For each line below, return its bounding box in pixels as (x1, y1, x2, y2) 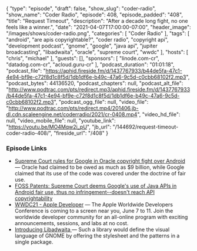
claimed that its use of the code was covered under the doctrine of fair (14, 170, 186, 177)
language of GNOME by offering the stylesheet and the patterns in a (14, 232, 180, 239)
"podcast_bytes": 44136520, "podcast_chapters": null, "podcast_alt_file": (6, 80, 183, 87)
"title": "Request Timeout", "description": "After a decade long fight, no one (6, 18, 188, 24)
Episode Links (6, 144, 47, 152)
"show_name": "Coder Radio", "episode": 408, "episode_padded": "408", (6, 11, 183, 18)
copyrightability (14, 195, 53, 202)
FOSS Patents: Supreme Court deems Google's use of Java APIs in (14, 182, 177, 189)
